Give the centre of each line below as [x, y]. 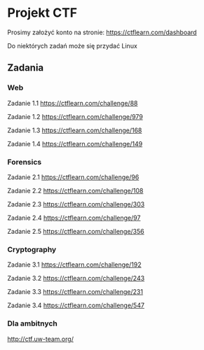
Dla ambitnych [33, 323]
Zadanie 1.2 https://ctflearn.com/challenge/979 [75, 116]
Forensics [25, 162]
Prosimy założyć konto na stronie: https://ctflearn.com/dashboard [102, 32]
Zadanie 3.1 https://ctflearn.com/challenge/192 [74, 265]
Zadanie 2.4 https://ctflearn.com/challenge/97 [74, 218]
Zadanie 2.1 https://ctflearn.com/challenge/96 [73, 177]
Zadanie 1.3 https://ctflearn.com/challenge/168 [75, 130]
